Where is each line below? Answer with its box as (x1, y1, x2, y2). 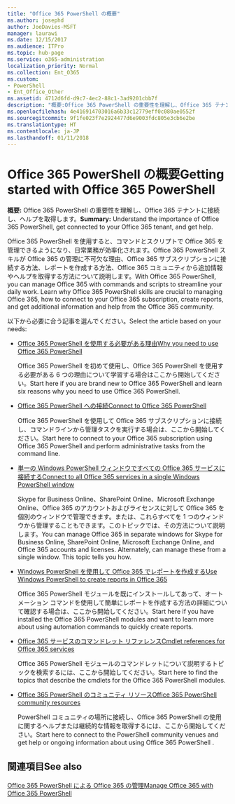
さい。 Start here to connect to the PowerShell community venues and (17, 730, 219, 739)
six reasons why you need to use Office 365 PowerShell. (17, 387, 180, 396)
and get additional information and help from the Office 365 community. (7, 302, 215, 311)
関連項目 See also (7, 761, 83, 772)
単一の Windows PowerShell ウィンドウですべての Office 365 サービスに (17, 464, 226, 472)
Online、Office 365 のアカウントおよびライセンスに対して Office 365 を (17, 504, 225, 512)
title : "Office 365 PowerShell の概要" (7, 10, 120, 18)
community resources (17, 699, 81, 707)
